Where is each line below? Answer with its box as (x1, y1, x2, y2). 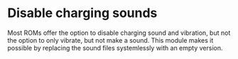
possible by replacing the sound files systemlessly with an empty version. (7, 43, 223, 52)
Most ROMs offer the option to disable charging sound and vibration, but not (7, 28, 231, 37)
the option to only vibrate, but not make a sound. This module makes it (7, 36, 214, 44)
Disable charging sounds (7, 5, 158, 21)
